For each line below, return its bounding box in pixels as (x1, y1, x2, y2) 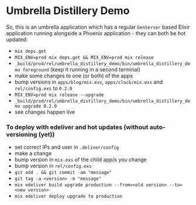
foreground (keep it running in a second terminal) (22, 66, 140, 73)
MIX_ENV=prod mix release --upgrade (14, 92, 104, 98)
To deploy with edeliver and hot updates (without (6, 123, 149, 131)
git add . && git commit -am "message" (14, 170, 112, 176)
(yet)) (38, 130, 55, 138)
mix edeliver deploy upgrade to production (14, 193, 123, 200)
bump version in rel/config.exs (14, 162, 92, 169)
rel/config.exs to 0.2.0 (14, 84, 73, 91)
